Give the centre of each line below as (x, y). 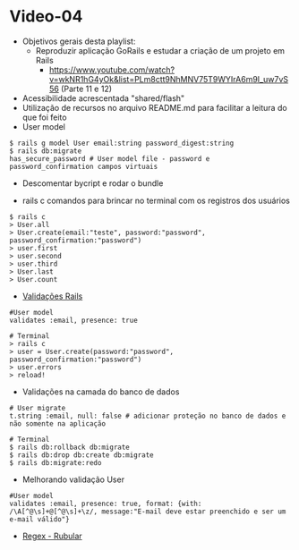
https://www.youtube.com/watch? (112, 70)
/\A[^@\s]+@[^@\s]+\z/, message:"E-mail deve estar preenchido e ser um (148, 512)
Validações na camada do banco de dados (101, 392)
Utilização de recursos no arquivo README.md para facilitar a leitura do (155, 107)
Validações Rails (52, 296)
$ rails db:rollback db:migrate (69, 447)
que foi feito (44, 117)
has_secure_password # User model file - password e (110, 158)
